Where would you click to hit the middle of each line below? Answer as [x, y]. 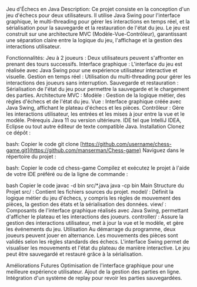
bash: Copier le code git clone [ [44, 144]
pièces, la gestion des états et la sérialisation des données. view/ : [86, 204]
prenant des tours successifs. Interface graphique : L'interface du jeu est [94, 64]
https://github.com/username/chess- [127, 144]
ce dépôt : [19, 133]
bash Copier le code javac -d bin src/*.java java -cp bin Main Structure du [95, 185]
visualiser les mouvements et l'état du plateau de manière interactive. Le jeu [98, 248]
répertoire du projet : [31, 156]
